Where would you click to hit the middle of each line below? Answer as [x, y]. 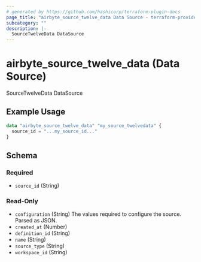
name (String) [30, 240]
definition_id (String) [42, 233]
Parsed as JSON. [36, 221]
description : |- [26, 28]
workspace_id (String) [41, 252]
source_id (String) [37, 186]
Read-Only [22, 201]
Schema [22, 156]
